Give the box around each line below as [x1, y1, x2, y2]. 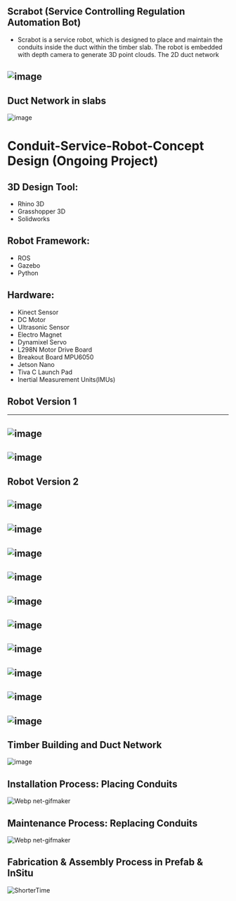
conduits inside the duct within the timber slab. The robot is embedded [17, 42, 223, 51]
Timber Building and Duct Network [7, 739, 162, 751]
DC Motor [17, 315, 46, 323]
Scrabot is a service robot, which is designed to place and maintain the [17, 35, 223, 44]
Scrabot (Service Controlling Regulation [7, 6, 185, 18]
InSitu [7, 867, 34, 879]
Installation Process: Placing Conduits [7, 778, 178, 790]
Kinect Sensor [17, 308, 59, 316]
